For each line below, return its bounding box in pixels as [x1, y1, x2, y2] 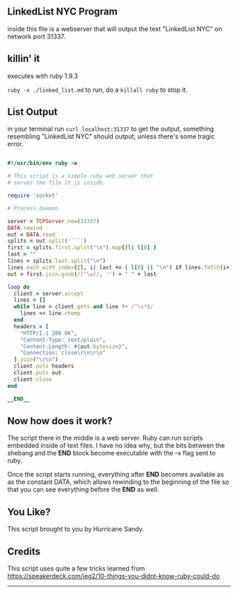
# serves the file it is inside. [7, 179, 106, 187]
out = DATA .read [7, 231, 55, 238]
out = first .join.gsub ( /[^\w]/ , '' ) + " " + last [7, 270, 157, 278]
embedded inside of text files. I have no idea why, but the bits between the [7, 441, 225, 450]
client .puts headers [13, 362, 74, 370]
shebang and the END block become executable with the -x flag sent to [7, 449, 216, 458]
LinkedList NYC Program [7, 6, 118, 18]
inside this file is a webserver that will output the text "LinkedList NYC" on [7, 24, 222, 33]
